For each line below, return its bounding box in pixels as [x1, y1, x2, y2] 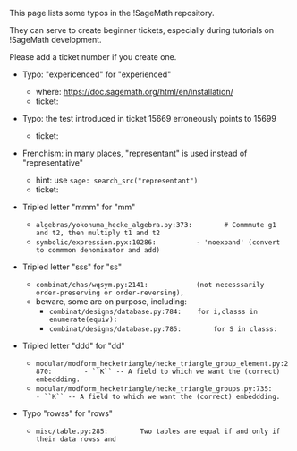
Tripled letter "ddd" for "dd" [21, 340, 125, 351]
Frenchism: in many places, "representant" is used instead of [21, 148, 248, 158]
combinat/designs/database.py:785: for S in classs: [48, 325, 278, 334]
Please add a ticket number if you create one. [9, 52, 177, 62]
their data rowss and [35, 435, 116, 444]
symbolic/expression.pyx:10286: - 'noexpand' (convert [35, 238, 281, 247]
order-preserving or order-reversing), [35, 288, 185, 297]
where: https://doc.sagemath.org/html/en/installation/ [35, 87, 234, 97]
